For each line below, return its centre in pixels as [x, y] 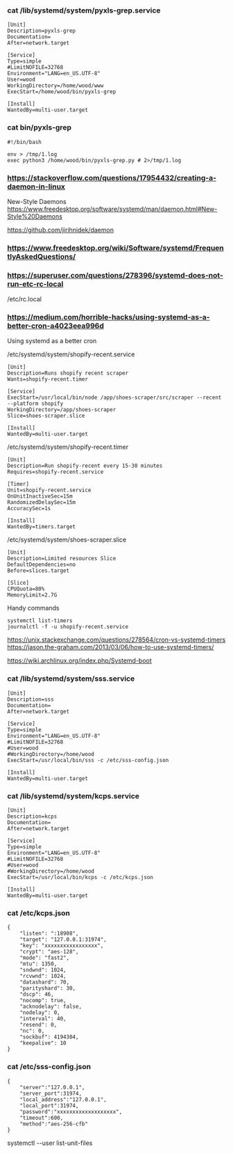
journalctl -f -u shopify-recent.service [68, 627]
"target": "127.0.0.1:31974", [63, 940]
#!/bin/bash [24, 142]
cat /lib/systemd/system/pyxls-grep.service [84, 10]
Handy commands [33, 608]
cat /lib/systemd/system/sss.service [71, 679]
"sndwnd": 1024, [43, 970]
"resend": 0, [38, 1025]
